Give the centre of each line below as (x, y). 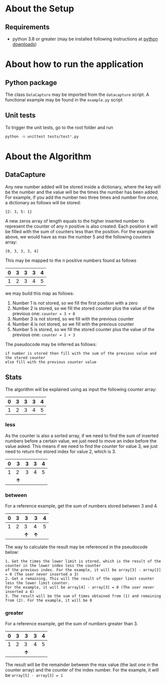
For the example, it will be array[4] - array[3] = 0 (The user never (80, 588)
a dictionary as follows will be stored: (43, 202)
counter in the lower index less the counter (53, 566)
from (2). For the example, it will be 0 (49, 600)
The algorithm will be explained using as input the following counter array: (81, 389)
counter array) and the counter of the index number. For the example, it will (82, 670)
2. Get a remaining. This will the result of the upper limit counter (80, 579)
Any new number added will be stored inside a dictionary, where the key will (83, 186)
